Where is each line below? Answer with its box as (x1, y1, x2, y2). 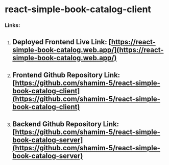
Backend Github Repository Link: (12, 120, 119, 128)
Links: (5, 22, 20, 29)
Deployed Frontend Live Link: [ (12, 37, 112, 46)
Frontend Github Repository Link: (12, 70, 120, 79)
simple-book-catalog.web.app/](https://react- (12, 45, 164, 54)
